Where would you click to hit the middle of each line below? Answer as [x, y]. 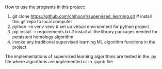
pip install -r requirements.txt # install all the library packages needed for [85, 32]
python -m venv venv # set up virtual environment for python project [81, 27]
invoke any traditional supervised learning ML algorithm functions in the [84, 42]
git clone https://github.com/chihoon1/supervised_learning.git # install [82, 16]
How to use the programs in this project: [45, 7]
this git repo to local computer [42, 21]
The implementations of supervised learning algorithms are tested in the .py [81, 56]
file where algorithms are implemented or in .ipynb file [59, 62]
